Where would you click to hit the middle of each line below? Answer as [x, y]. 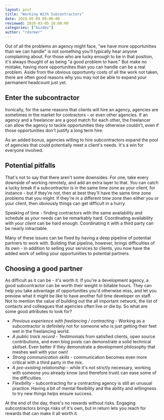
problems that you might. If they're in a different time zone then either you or [82, 198]
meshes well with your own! [40, 352]
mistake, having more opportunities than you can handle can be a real [75, 67]
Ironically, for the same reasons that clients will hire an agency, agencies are [82, 109]
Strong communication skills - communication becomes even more [80, 357]
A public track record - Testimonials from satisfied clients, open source [83, 336]
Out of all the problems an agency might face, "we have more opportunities [81, 46]
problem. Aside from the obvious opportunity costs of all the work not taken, [82, 72]
